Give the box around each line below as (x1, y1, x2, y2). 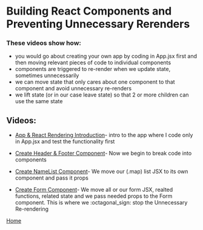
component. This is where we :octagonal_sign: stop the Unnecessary (15, 199, 188, 206)
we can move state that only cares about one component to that (15, 78, 175, 86)
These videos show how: (6, 39, 82, 47)
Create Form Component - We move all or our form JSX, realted (15, 186, 173, 194)
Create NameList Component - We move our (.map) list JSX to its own (15, 168, 188, 175)
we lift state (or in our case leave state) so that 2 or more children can (15, 91, 189, 98)
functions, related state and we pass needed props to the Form (15, 192, 173, 200)
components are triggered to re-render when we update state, (15, 66, 171, 73)
